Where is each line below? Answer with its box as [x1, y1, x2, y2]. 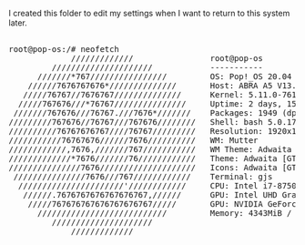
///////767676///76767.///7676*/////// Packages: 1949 [13, 108, 279, 117]
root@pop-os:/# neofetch [8, 45, 119, 54]
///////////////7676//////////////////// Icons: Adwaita [8, 163, 279, 172]
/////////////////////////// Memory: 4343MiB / [36, 209, 292, 218]
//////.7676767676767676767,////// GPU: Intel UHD [23, 190, 279, 199]
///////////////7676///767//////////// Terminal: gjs [13, 172, 273, 181]
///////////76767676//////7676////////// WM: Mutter [8, 136, 259, 145]
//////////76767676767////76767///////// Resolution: [8, 127, 263, 136]
